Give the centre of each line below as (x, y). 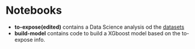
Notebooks (34, 10)
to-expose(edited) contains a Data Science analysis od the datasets (99, 27)
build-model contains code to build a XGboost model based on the (97, 33)
